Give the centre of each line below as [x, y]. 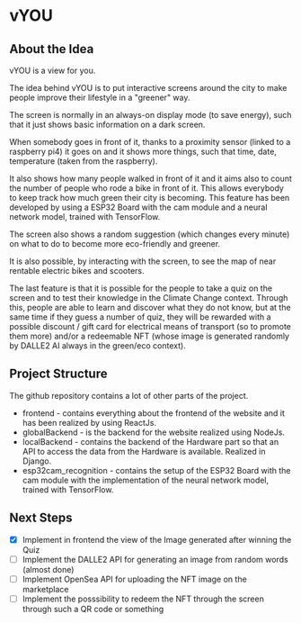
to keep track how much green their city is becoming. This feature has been [150, 198]
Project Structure [58, 374]
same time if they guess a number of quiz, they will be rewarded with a [140, 317]
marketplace [45, 589]
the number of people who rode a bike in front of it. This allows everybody [147, 188]
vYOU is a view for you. [53, 70]
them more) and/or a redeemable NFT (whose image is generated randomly [150, 336]
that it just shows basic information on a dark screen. [107, 124]
